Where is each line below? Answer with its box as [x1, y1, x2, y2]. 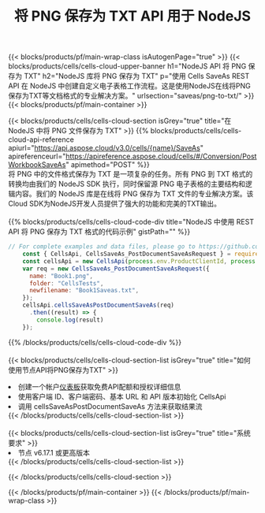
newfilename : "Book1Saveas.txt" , [28, 287, 140, 295]
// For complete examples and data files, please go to [8, 243, 196, 251]
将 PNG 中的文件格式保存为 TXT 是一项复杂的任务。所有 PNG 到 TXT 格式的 [8, 169, 253, 179]
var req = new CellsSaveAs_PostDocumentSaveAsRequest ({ [22, 265, 211, 273]
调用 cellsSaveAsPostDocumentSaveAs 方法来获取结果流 [18, 401, 203, 411]
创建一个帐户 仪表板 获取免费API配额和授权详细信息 [18, 381, 181, 391]
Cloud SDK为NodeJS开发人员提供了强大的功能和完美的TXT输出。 [8, 199, 222, 209]
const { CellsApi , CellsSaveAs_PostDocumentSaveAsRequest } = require [22, 250, 259, 258]
